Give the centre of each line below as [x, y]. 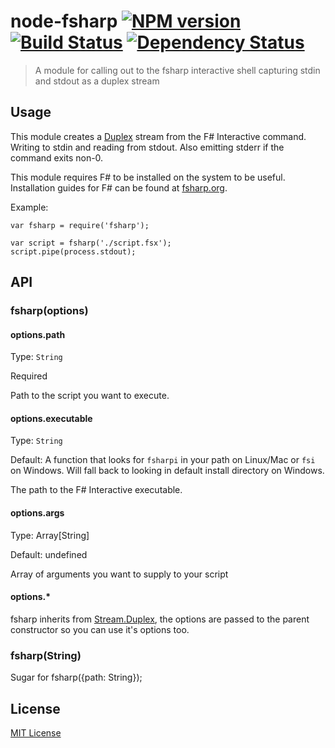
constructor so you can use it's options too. [100, 629]
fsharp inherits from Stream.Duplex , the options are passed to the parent [160, 619]
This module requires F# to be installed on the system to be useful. [148, 177]
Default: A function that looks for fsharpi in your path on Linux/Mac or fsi [163, 460]
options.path [38, 334]
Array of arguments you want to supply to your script [119, 574]
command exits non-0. [57, 157]
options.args [37, 513]
